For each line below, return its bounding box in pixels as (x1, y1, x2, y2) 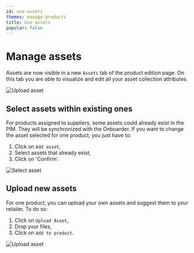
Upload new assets (6, 183, 77, 193)
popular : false (6, 25, 43, 31)
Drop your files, (14, 223, 52, 230)
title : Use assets (6, 19, 51, 25)
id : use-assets (6, 8, 43, 15)
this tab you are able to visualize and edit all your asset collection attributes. (6, 75, 188, 82)
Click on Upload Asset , (14, 217, 69, 224)
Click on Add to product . (14, 229, 74, 236)
